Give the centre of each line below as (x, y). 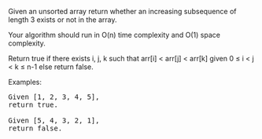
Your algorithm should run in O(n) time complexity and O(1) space (114, 35)
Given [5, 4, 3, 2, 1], (54, 121)
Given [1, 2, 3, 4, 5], (54, 97)
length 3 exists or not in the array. (63, 20)
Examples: (25, 82)
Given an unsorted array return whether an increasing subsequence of (123, 11)
